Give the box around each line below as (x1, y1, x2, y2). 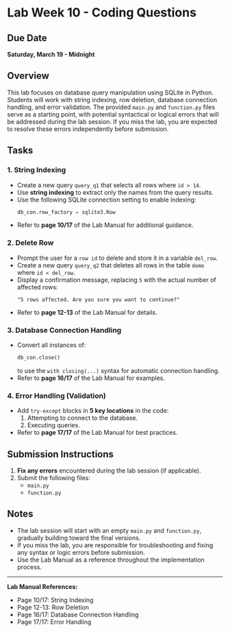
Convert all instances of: (16, 341, 86, 349)
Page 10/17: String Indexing (16, 595, 94, 604)
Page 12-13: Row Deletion (16, 603, 90, 611)
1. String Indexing (7, 165, 66, 175)
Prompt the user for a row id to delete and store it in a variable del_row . (16, 254, 218, 262)
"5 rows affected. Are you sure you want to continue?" (16, 296, 180, 303)
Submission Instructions (7, 448, 114, 460)
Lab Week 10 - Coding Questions (7, 5, 197, 21)
